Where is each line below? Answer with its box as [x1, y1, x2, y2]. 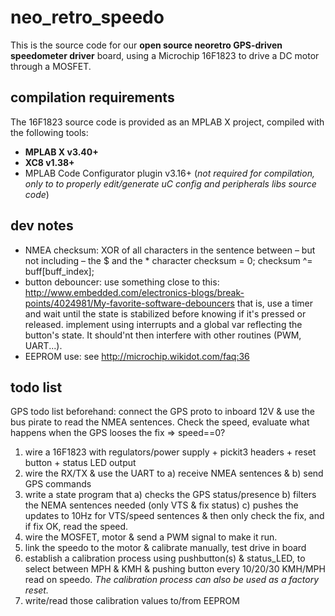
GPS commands [24, 478, 92, 490]
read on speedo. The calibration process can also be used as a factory [24, 574, 320, 586]
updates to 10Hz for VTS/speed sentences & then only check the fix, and [24, 510, 325, 522]
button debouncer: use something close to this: [24, 276, 220, 288]
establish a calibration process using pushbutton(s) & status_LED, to [24, 552, 306, 565]
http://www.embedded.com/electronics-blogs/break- [24, 286, 245, 298]
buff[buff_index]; [24, 265, 95, 277]
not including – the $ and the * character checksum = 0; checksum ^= [24, 254, 313, 266]
